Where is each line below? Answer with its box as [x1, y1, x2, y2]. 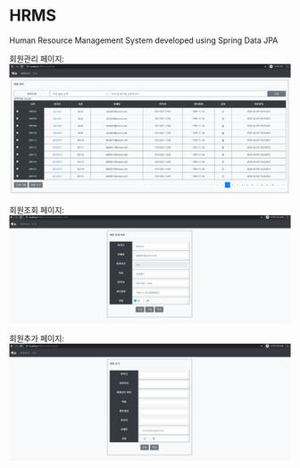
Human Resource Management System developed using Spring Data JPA [9, 35, 279, 46]
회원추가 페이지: [9, 332, 65, 344]
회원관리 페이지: [9, 53, 65, 63]
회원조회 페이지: [9, 205, 65, 215]
